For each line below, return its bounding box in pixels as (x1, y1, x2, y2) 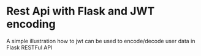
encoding (6, 17, 56, 31)
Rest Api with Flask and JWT (6, 4, 155, 18)
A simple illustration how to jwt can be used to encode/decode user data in (6, 37, 195, 44)
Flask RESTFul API (6, 44, 53, 51)
